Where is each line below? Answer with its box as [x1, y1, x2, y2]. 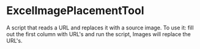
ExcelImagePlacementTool [6, 4, 145, 18]
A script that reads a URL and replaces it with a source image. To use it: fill [6, 24, 194, 31]
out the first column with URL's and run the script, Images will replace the [6, 30, 191, 37]
